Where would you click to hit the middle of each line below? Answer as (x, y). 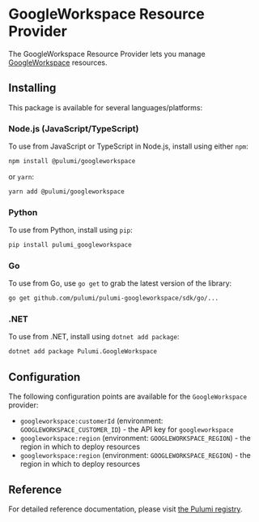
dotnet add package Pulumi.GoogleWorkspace (83, 352)
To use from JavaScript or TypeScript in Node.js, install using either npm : (128, 146)
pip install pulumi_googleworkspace (70, 245)
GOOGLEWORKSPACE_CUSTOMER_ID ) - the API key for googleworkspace (127, 429)
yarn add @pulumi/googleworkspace (67, 192)
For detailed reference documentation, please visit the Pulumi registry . (125, 509)
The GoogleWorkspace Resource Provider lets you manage (107, 54)
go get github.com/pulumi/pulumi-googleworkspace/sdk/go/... (114, 298)
